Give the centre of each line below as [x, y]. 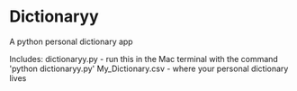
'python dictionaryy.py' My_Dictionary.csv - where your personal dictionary [149, 68]
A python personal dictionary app [71, 41]
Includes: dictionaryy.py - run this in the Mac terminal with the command [144, 59]
